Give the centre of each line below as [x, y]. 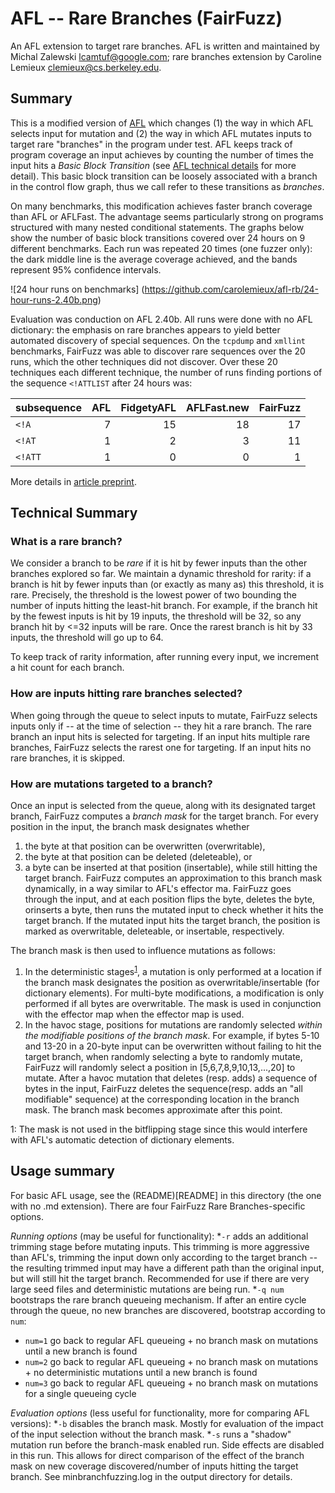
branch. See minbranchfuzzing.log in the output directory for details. [151, 1476]
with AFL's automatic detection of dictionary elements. [122, 1139]
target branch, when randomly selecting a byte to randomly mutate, [163, 1056]
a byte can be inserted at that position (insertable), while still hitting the [171, 868]
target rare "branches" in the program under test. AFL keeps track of [151, 144]
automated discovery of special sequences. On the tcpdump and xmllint [158, 340]
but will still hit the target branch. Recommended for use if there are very [160, 1278]
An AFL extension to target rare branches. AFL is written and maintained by [165, 46]
